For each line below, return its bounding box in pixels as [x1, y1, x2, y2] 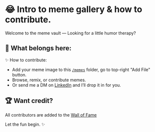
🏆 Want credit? [5, 97, 53, 105]
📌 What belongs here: [5, 44, 72, 52]
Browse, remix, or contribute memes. [12, 77, 86, 83]
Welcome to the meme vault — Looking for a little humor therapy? [5, 30, 136, 36]
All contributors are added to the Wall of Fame [5, 112, 97, 117]
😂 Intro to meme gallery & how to [5, 4, 142, 15]
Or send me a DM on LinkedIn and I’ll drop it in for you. [12, 82, 121, 88]
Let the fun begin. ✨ [5, 121, 45, 127]
